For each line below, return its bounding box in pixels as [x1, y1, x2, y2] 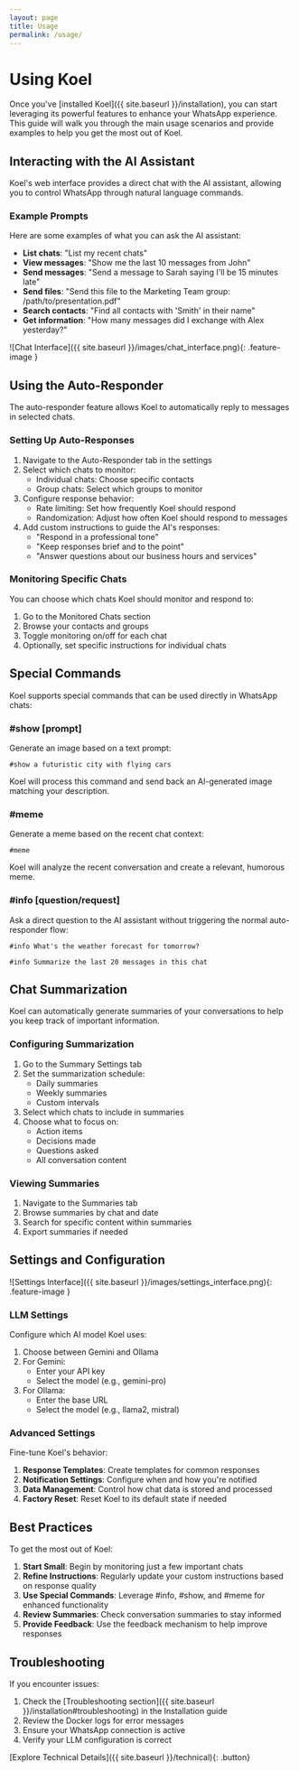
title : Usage [9, 22, 59, 31]
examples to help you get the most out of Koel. [9, 127, 183, 138]
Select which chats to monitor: [22, 464, 136, 475]
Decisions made [35, 1135, 97, 1146]
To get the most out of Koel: [9, 1543, 113, 1554]
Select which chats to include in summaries [22, 1106, 185, 1117]
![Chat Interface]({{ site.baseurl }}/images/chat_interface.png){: [9, 342, 247, 353]
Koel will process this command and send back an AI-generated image [9, 776, 273, 787]
